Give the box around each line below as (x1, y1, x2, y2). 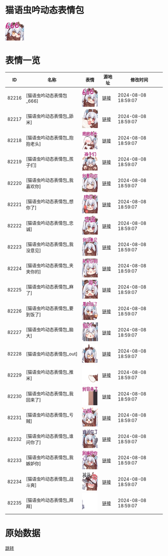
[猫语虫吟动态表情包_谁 (25, 433, 74, 439)
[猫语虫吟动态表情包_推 (25, 369, 74, 375)
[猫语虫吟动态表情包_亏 (25, 411, 74, 417)
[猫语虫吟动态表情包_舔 (25, 113, 74, 119)
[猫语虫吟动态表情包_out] (25, 351, 77, 357)
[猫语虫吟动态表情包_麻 (25, 283, 74, 290)
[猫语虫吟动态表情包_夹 (25, 262, 74, 268)
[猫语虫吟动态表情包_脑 (25, 326, 74, 332)
